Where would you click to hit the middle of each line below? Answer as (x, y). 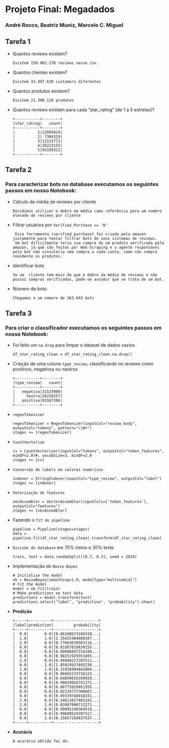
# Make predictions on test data (48, 593)
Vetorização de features (39, 493)
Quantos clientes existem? (40, 72)
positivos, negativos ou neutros (45, 369)
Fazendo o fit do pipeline (41, 520)
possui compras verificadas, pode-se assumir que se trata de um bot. (88, 279)
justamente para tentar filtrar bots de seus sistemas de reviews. (85, 238)
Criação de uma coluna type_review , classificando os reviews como (83, 364)
